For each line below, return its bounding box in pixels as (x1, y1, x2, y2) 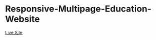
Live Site (5, 29, 23, 35)
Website (5, 13, 40, 25)
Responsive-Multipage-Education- (5, 3, 152, 14)
